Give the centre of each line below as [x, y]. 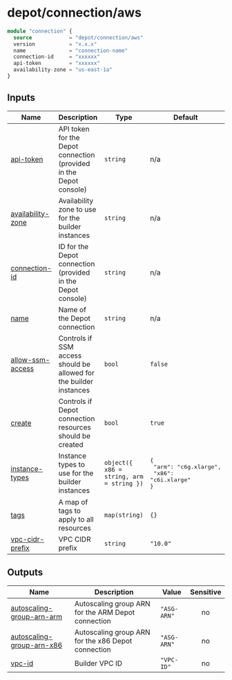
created [71, 444]
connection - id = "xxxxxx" [57, 57]
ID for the [74, 246]
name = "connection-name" [71, 50]
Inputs [21, 98]
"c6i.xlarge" [171, 480]
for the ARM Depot [105, 612]
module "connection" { [40, 31]
